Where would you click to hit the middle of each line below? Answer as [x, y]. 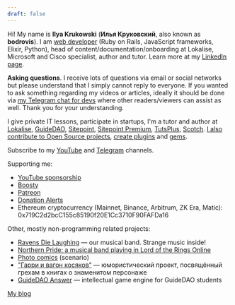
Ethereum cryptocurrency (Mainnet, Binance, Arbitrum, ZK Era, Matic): [120, 207]
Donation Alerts [40, 200]
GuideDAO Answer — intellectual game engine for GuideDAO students [120, 280]
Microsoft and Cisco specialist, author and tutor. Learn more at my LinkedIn [117, 56]
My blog [19, 293]
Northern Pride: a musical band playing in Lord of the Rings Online [114, 250]
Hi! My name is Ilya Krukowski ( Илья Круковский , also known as [104, 34]
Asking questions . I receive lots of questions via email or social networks [114, 78]
